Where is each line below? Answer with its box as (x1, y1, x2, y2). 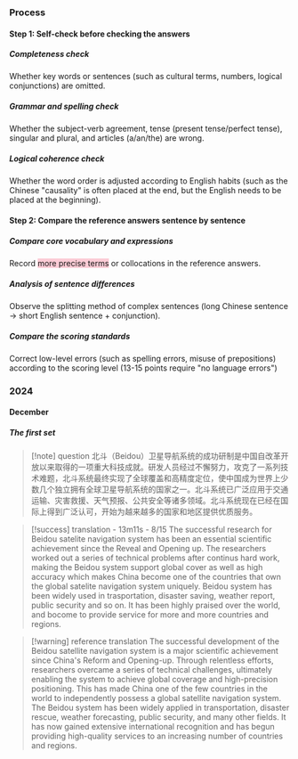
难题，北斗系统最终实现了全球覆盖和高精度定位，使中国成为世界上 (38, 473, 281, 484)
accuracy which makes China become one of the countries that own (30, 572, 282, 583)
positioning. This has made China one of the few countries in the (30, 683, 269, 694)
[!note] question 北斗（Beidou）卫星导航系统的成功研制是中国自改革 (30, 451, 282, 461)
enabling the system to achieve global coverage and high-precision (30, 674, 278, 685)
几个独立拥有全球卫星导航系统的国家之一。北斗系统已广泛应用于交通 (38, 484, 289, 495)
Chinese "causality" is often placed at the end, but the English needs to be (9, 185, 282, 196)
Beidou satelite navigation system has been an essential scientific (30, 534, 272, 544)
